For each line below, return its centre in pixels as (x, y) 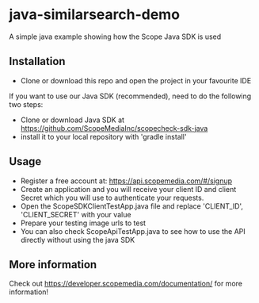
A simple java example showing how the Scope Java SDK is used (115, 36)
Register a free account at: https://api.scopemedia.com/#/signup (126, 181)
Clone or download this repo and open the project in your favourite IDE (136, 80)
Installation (37, 61)
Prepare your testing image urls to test (83, 223)
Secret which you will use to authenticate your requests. (112, 198)
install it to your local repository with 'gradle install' (103, 136)
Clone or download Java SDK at (72, 120)
